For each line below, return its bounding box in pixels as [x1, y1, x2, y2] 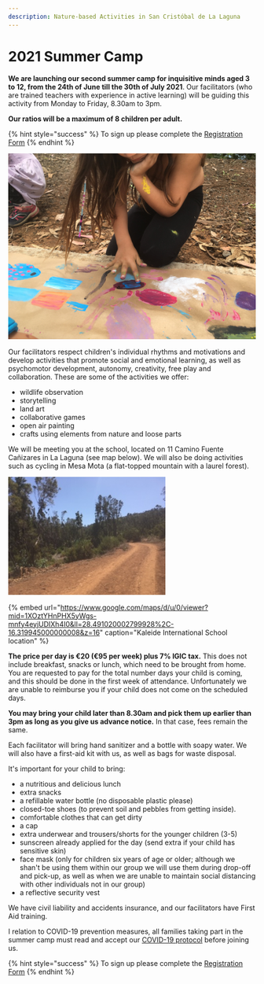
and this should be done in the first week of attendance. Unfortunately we [8, 676, 247, 686]
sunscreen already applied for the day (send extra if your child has [19, 838, 236, 847]
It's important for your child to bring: [8, 764, 126, 773]
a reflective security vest [19, 887, 101, 897]
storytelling [19, 396, 57, 405]
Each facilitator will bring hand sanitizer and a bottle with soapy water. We [8, 740, 247, 750]
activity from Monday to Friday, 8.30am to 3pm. [8, 98, 163, 108]
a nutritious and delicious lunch [19, 779, 122, 788]
